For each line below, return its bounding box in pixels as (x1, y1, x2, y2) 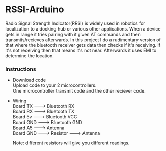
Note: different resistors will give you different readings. (12, 140, 130, 146)
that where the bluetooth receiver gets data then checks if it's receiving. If (5, 42, 161, 48)
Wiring (12, 98, 27, 104)
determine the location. (5, 52, 54, 59)
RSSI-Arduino (5, 4, 64, 15)
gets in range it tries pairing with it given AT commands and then (5, 31, 141, 37)
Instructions (5, 65, 37, 72)
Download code (12, 77, 46, 83)
